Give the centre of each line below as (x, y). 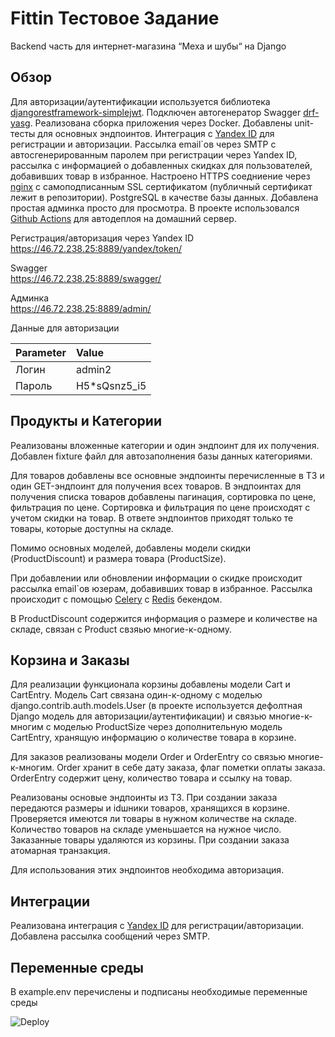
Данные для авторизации (65, 328)
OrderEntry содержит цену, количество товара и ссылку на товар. (151, 778)
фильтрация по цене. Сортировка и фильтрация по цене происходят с (160, 507)
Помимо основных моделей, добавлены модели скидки (131, 548)
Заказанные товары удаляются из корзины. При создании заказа (150, 840)
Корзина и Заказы (70, 660)
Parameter (41, 352)
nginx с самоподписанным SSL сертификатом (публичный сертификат (161, 186)
